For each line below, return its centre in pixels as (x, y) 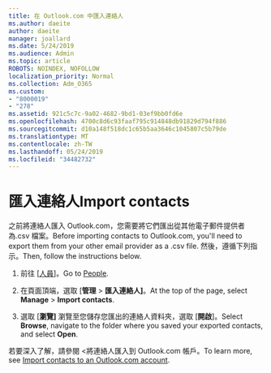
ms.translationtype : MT (49, 136)
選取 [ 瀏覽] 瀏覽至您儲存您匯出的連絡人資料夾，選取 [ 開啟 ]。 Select (131, 316)
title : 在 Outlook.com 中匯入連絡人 (66, 16)
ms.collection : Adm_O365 (50, 84)
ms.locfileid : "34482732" (52, 159)
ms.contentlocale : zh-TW (50, 144)
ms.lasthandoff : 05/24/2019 (56, 152)
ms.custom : (27, 91)
